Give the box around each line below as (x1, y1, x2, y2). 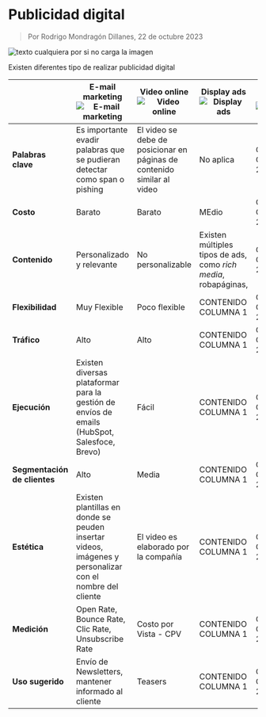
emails (75, 416, 101, 427)
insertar (75, 531, 105, 542)
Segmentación (12, 463, 69, 475)
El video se (136, 124, 178, 135)
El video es (136, 531, 178, 542)
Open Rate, (75, 604, 117, 615)
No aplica (199, 154, 235, 165)
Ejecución (12, 402, 51, 413)
